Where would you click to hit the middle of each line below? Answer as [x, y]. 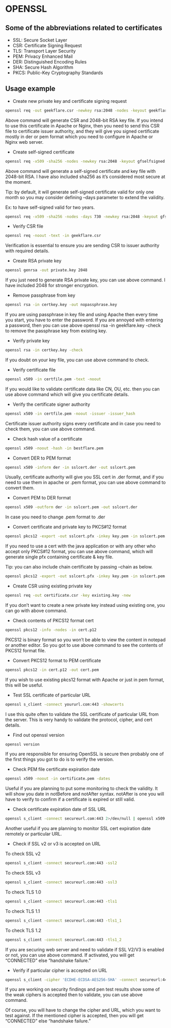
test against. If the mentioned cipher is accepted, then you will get [75, 1016]
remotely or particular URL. [34, 834]
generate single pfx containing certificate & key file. [59, 557]
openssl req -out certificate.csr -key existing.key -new [68, 596]
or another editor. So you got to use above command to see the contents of [84, 645]
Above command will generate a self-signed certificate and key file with [81, 171]
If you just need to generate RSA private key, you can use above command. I [85, 280]
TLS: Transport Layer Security [44, 51]
